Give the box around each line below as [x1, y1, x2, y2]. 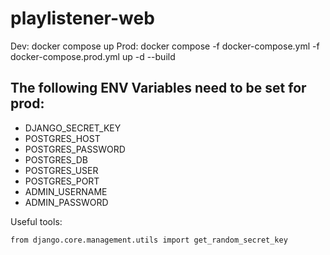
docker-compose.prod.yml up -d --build [10, 50, 176, 62]
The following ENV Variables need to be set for [10, 80, 307, 97]
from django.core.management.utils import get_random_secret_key [10, 235, 288, 245]
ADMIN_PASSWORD [24, 196, 109, 208]
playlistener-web [10, 7, 155, 30]
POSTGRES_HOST [24, 132, 101, 144]
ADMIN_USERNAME [24, 185, 108, 197]
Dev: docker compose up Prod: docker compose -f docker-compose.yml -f [10, 40, 320, 52]
